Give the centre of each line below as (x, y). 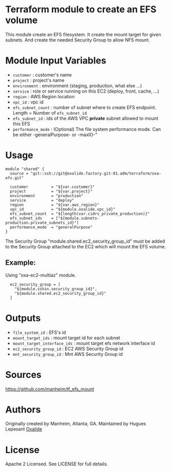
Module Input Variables (56, 61)
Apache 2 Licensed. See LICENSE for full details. (57, 464)
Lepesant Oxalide (24, 429)
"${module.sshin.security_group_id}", (56, 289)
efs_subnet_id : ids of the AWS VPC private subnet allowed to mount (85, 118)
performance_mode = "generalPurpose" (51, 227)
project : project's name (39, 80)
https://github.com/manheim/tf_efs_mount (50, 389)
